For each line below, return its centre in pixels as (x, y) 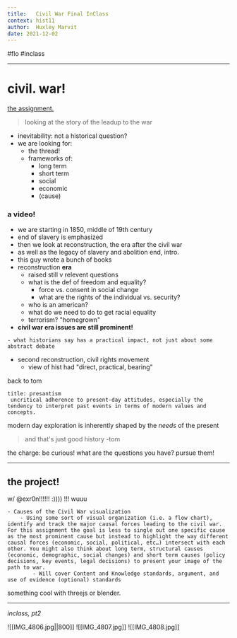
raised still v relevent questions (73, 275)
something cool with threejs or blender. (64, 593)
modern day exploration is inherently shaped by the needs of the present (113, 426)
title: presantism (34, 394)
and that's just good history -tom (72, 439)
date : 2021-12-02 (33, 34)
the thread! (44, 151)
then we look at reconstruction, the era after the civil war (100, 245)
